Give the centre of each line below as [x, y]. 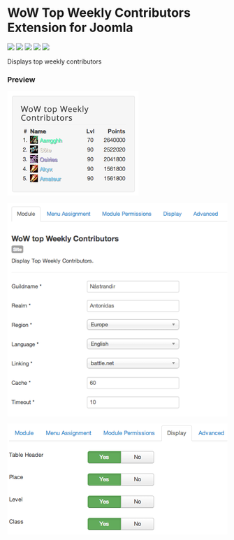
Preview [21, 80]
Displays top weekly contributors [54, 61]
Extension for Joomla [71, 28]
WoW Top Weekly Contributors [99, 13]
